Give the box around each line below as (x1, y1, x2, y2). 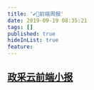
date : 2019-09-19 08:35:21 (7, 17, 88, 24)
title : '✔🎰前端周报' (7, 10, 64, 18)
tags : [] (7, 23, 33, 30)
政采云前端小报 (7, 72, 73, 84)
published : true (7, 30, 56, 38)
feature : (7, 43, 33, 50)
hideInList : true (7, 37, 59, 44)
